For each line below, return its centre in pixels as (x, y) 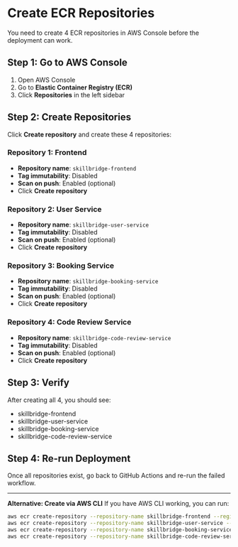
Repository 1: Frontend (47, 153)
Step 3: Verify (38, 383)
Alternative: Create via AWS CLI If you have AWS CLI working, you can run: (118, 504)
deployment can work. (40, 40)
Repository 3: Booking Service (61, 266)
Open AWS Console (46, 80)
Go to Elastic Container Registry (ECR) (75, 87)
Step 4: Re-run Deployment (69, 459)
